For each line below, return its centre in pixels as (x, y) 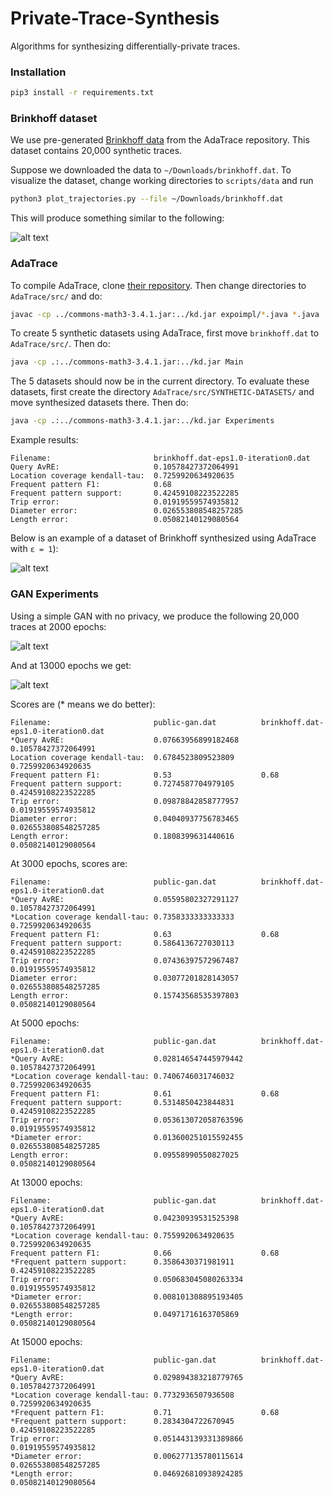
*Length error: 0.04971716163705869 (125, 1314)
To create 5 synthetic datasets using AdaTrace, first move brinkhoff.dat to (165, 333)
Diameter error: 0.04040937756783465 (125, 818)
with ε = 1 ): (34, 549)
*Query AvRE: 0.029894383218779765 (127, 1377)
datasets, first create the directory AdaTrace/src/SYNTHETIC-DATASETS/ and (162, 392)
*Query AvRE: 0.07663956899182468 (125, 740)
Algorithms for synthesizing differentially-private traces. (125, 46)
